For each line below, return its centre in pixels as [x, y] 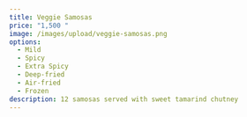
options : [25, 42]
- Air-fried [39, 83]
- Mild [29, 50]
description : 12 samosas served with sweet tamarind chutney [124, 99]
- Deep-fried [41, 75]
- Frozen [33, 91]
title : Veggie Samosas [51, 17]
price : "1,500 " [39, 26]
